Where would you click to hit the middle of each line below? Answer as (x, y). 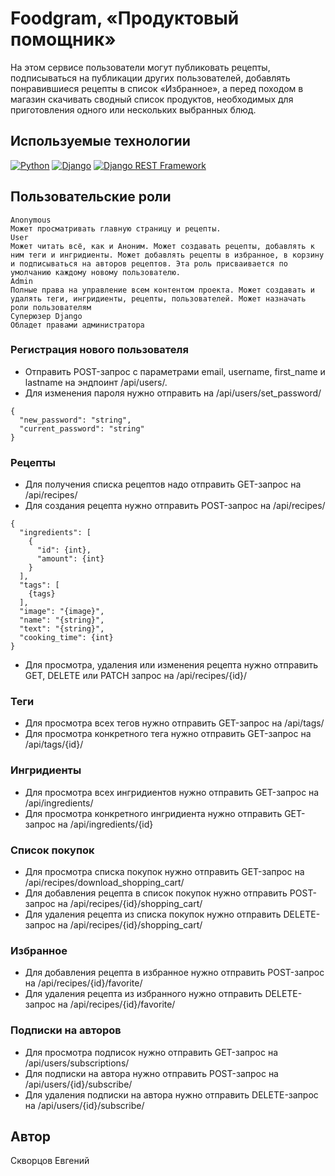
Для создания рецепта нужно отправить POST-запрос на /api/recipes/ (175, 506)
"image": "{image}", (62, 612)
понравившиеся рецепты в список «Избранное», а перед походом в (157, 88)
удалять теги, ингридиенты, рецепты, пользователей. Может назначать (158, 298)
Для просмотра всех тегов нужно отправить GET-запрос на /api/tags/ (174, 723)
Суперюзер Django (46, 316)
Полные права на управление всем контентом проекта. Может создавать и (162, 290)
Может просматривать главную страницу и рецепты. (116, 228)
